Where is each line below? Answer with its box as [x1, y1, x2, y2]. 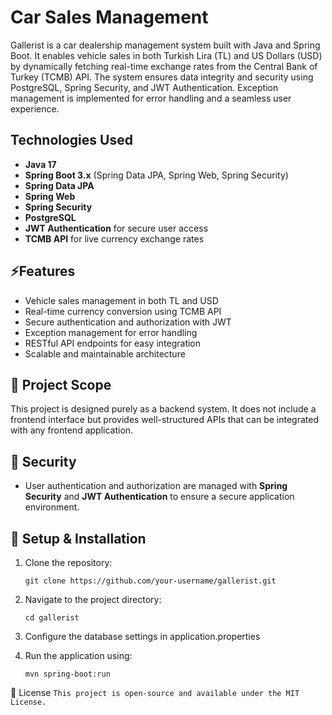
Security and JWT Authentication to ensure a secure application [24, 491, 295, 503]
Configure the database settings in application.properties [24, 631, 261, 642]
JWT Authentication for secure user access [24, 222, 209, 234]
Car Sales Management [10, 6, 209, 29]
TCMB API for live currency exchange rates [24, 232, 205, 245]
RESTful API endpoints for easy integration [24, 337, 202, 349]
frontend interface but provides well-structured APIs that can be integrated [10, 414, 320, 426]
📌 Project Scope [10, 376, 112, 393]
